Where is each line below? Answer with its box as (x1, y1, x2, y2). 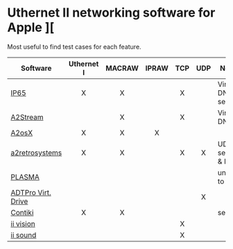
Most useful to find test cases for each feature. (7, 42, 141, 51)
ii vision (10, 218, 36, 228)
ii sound (10, 230, 37, 240)
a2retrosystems (10, 148, 62, 157)
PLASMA (10, 172, 40, 182)
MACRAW (105, 63, 139, 73)
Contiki (10, 207, 34, 217)
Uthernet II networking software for (7, 5, 216, 21)
